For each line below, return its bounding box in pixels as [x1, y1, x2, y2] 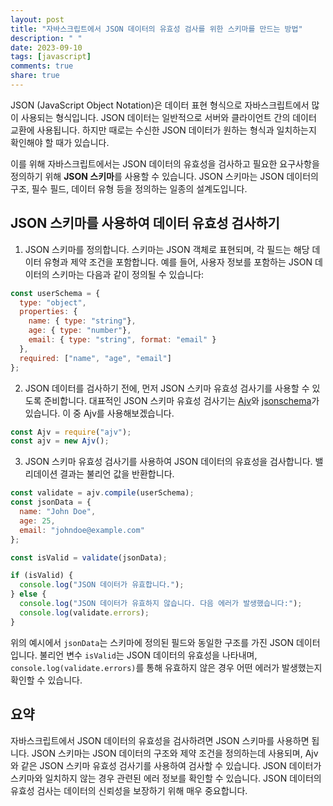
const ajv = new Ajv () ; [10, 436, 110, 446]
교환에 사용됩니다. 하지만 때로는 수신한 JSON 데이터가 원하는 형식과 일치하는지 [10, 124, 317, 136]
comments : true [10, 61, 74, 71]
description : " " [10, 33, 83, 43]
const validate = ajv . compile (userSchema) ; [10, 488, 195, 498]
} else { [10, 589, 47, 600]
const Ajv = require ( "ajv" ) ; [10, 427, 132, 437]
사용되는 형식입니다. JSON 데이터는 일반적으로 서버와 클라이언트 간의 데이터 [20, 111, 317, 123]
